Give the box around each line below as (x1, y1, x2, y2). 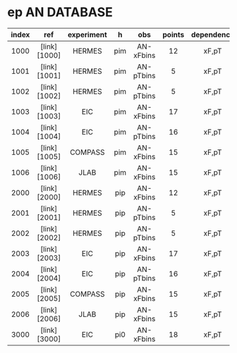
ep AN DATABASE (7, 4, 113, 20)
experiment (67, 30, 107, 39)
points (162, 30, 185, 39)
